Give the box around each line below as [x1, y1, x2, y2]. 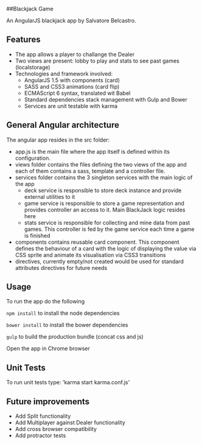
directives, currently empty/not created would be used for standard [15, 258, 184, 265]
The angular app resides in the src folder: [6, 136, 110, 143]
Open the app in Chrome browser [6, 345, 90, 352]
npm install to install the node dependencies [6, 309, 120, 317]
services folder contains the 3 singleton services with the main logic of [15, 173, 193, 181]
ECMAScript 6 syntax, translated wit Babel [24, 89, 131, 97]
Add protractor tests [15, 432, 66, 440]
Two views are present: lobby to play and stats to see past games [15, 57, 179, 64]
